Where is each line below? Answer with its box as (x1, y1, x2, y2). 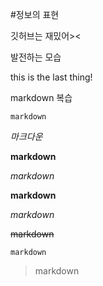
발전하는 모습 (10, 51, 62, 63)
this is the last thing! (10, 71, 93, 83)
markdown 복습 (10, 92, 73, 103)
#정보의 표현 (10, 9, 60, 20)
